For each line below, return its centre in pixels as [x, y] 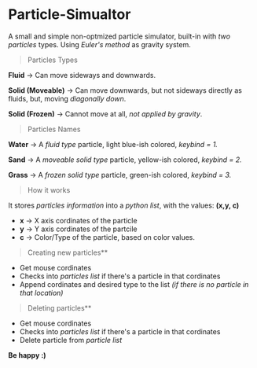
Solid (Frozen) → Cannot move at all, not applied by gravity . [105, 114]
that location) [41, 293]
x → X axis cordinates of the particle [78, 220]
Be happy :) [27, 355]
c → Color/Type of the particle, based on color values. [107, 237]
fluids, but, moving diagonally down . [67, 98]
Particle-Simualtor [70, 15]
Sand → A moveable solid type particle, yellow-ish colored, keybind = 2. [125, 160]
